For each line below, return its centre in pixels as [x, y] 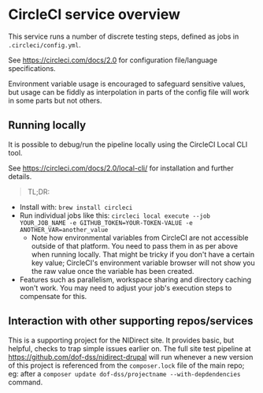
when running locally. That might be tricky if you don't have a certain [143, 254]
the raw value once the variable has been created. [113, 271]
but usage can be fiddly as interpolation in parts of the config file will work [129, 92]
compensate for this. [53, 296]
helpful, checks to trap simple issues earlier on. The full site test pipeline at [130, 348]
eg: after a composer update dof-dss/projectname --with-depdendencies [124, 373]
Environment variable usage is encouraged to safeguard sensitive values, [127, 84]
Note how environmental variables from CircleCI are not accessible [140, 238]
